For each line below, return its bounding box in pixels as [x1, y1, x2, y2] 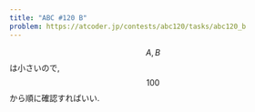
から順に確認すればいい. [9, 92, 100, 103]
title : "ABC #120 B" [9, 13, 88, 23]
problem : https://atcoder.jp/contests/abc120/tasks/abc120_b [9, 22, 247, 31]
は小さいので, [9, 62, 61, 73]
